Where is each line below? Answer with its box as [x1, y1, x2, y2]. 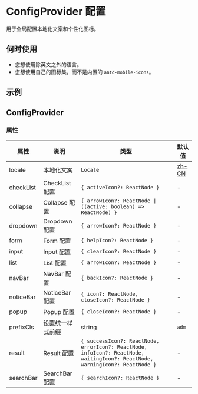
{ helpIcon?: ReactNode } [80, 237, 154, 243]
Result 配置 [43, 349, 74, 357]
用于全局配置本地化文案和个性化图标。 [6, 25, 99, 32]
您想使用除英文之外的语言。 [14, 61, 82, 68]
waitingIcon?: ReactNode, [80, 355, 154, 362]
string [80, 323, 97, 331]
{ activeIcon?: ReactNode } [80, 184, 160, 191]
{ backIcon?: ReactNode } [80, 274, 154, 281]
